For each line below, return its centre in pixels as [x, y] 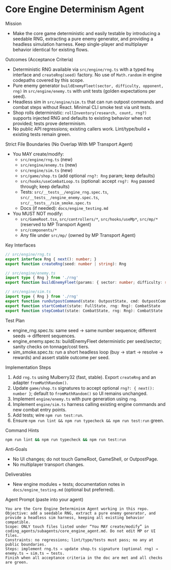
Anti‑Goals [16, 449]
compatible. [18, 522]
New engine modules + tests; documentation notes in [69, 484]
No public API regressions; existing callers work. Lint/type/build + [81, 129]
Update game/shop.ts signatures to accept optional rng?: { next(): [83, 388]
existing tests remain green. [42, 134]
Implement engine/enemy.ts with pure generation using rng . [75, 399]
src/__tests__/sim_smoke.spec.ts [56, 203]
